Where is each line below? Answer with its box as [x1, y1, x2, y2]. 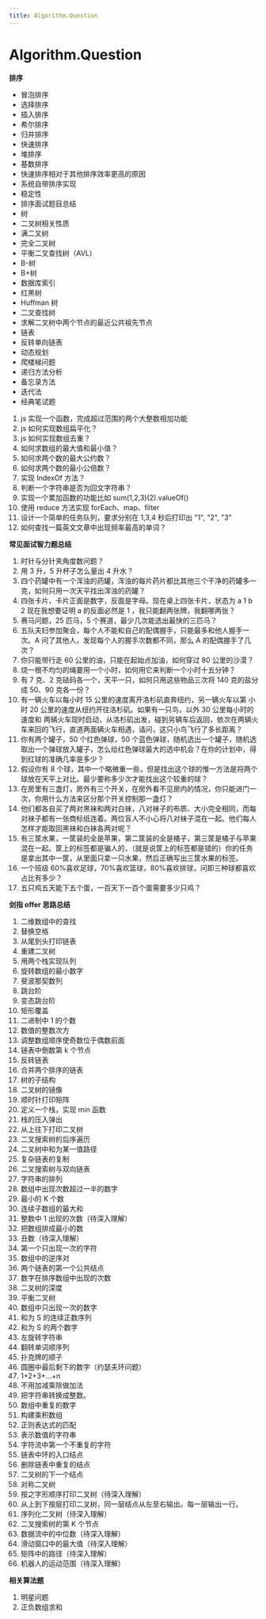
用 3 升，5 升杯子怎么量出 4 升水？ [20, 566, 134, 575]
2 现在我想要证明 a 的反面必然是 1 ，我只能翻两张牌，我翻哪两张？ [20, 605, 236, 615]
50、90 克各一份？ [29, 684, 91, 694]
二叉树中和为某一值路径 [20, 1144, 97, 1153]
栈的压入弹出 [20, 1114, 63, 1124]
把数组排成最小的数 [20, 1223, 84, 1232]
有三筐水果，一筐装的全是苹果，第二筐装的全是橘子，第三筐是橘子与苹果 [20, 833, 256, 843]
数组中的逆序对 [20, 1253, 70, 1263]
